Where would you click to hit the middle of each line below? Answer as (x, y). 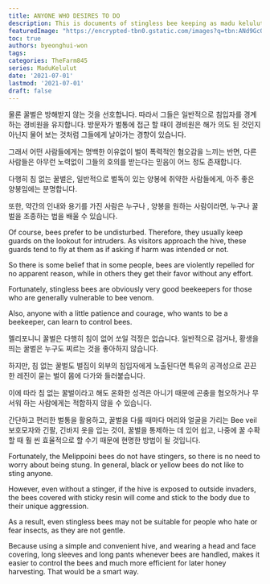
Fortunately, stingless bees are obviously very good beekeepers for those (130, 289)
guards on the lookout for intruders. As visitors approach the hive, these (127, 241)
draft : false (30, 91)
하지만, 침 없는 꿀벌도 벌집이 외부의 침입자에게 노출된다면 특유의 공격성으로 (125, 366)
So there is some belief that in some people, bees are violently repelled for (131, 265)
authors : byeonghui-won (48, 46)
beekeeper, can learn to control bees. (70, 322)
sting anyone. (31, 474)
